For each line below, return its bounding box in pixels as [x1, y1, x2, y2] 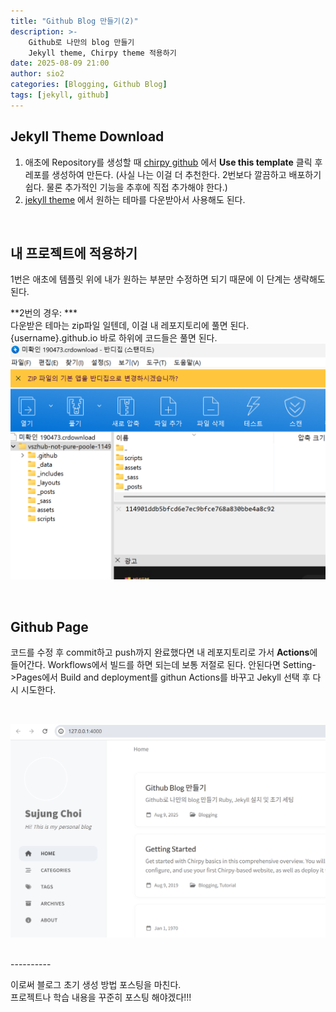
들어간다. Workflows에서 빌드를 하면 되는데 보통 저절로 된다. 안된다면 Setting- [10, 659, 317, 671]
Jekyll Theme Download [10, 128, 165, 145]
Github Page [10, 618, 89, 635]
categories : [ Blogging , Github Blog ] [10, 80, 168, 90]
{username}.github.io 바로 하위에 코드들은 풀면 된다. [10, 332, 218, 344]
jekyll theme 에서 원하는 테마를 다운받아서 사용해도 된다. [24, 193, 246, 205]
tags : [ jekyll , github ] [10, 90, 110, 100]
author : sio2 [10, 69, 65, 79]
